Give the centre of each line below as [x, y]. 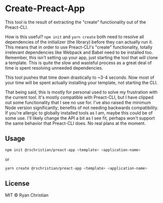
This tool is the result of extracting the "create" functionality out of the [76, 22]
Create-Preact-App [45, 9]
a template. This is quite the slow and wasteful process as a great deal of [79, 63]
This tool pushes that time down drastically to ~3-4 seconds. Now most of [80, 77]
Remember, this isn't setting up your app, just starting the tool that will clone [81, 57]
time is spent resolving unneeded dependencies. [54, 68]
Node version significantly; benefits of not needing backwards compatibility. [82, 108]
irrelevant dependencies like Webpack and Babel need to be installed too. [79, 52]
